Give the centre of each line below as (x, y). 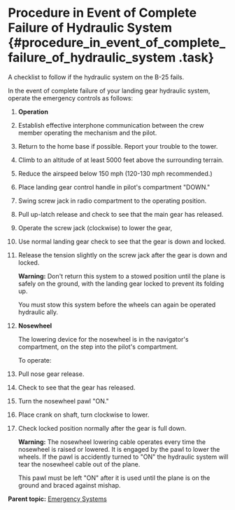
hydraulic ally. (38, 312)
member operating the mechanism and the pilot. (87, 133)
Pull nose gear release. (51, 374)
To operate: (35, 360)
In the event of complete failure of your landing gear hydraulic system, (109, 90)
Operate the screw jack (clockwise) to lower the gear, (95, 228)
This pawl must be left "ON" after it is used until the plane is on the (114, 478)
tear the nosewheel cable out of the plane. (79, 464)
